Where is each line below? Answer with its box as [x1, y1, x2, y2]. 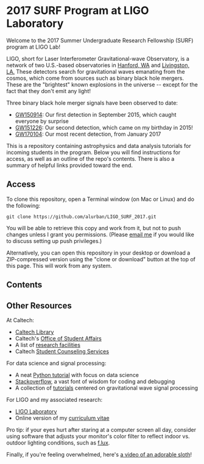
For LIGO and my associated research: [6, 396, 103, 403]
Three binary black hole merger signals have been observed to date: [6, 99, 178, 107]
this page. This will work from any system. [6, 262, 113, 269]
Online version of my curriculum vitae [15, 414, 110, 421]
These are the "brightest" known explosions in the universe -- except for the [6, 80, 198, 88]
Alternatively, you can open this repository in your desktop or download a [6, 249, 191, 256]
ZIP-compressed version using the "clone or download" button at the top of [6, 255, 196, 262]
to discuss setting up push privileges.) [6, 237, 102, 244]
